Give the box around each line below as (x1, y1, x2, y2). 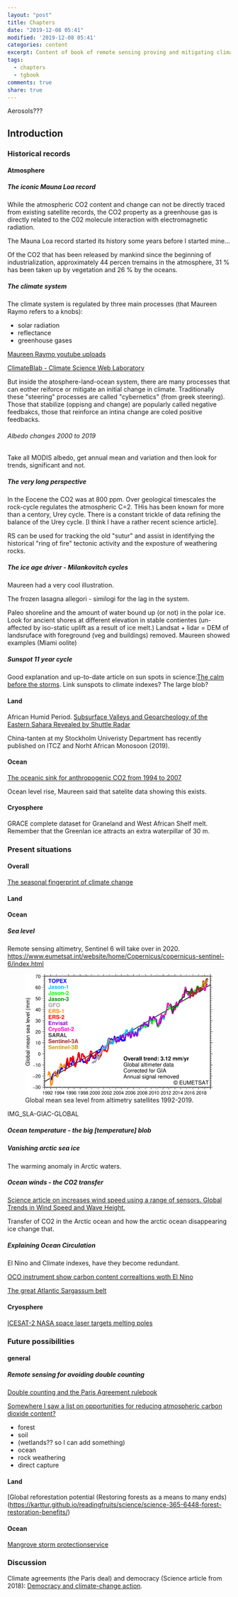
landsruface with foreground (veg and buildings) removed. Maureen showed (7, 631, 230, 639)
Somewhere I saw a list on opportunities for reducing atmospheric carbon (7, 1402, 222, 1410)
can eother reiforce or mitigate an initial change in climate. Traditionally (7, 385, 215, 394)
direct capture (17, 1461, 59, 1470)
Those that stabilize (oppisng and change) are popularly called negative (7, 400, 217, 408)
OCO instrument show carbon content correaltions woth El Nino (7, 1272, 193, 1282)
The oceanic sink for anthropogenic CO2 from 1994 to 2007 (7, 773, 182, 781)
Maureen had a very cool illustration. (7, 581, 115, 590)
